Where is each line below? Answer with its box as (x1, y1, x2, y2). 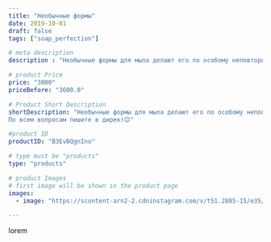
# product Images (8, 174, 67, 182)
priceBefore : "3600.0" (8, 86, 85, 94)
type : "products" (8, 160, 67, 168)
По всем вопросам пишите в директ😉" (8, 115, 135, 123)
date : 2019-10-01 (8, 19, 67, 27)
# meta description (8, 49, 74, 57)
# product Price (8, 71, 63, 79)
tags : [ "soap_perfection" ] (8, 34, 99, 43)
